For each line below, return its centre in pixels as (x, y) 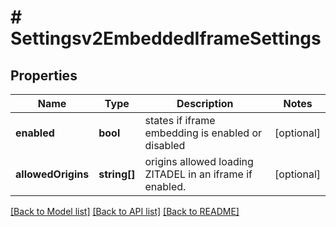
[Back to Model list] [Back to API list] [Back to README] (125, 211)
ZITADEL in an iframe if (198, 174)
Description (205, 103)
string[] (117, 174)
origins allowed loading (199, 161)
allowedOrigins (52, 174)
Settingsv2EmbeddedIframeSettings (166, 38)
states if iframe (180, 120)
